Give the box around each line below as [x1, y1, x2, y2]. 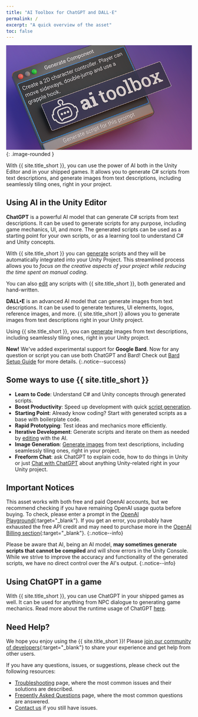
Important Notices [6, 483, 75, 493]
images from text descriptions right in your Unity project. [6, 316, 144, 323]
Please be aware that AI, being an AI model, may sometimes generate [6, 541, 177, 548]
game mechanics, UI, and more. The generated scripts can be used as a [6, 225, 181, 233]
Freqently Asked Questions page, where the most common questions [14, 692, 183, 699]
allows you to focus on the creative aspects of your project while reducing [6, 262, 187, 269]
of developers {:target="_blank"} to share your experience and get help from [6, 643, 191, 650]
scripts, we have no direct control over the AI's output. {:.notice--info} [6, 560, 176, 567]
